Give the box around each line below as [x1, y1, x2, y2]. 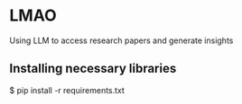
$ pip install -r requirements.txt [9, 84, 125, 95]
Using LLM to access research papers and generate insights [9, 35, 234, 46]
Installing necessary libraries [9, 61, 177, 76]
